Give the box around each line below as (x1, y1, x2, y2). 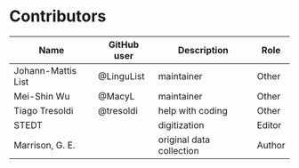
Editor (256, 118, 282, 131)
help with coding (158, 104, 229, 116)
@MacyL (97, 90, 135, 102)
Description (177, 44, 229, 56)
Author (256, 139, 286, 151)
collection (158, 144, 199, 156)
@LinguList (97, 69, 145, 82)
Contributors (9, 6, 107, 27)
